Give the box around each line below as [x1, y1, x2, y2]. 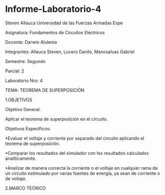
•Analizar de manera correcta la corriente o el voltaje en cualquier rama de [5, 165, 158, 171]
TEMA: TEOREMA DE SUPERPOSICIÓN [5, 87, 85, 93]
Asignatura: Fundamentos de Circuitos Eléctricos [5, 29, 105, 35]
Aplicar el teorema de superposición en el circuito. [5, 116, 108, 122]
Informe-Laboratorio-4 [5, 3, 102, 15]
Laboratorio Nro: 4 [5, 77, 43, 83]
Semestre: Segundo [5, 58, 46, 64]
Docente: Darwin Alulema [5, 39, 57, 45]
